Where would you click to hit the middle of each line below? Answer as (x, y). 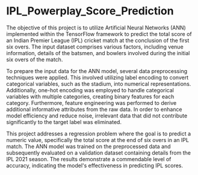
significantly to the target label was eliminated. (64, 122)
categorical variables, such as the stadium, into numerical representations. (99, 84)
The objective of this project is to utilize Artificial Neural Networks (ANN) (96, 28)
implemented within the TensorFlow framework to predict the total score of (99, 34)
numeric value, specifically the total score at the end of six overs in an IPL (98, 140)
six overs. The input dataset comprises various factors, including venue (95, 47)
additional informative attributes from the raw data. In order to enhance (94, 109)
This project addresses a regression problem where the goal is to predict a (99, 134)
